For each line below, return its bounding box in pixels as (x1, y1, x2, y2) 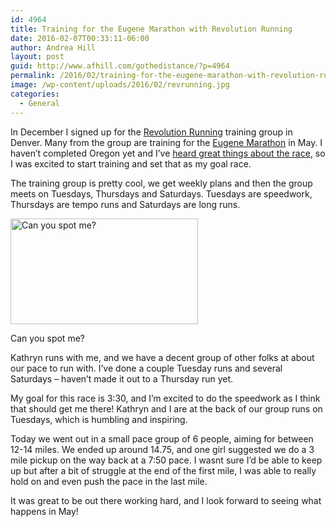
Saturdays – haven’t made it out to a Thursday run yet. (10, 372, 234, 385)
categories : (10, 89, 60, 99)
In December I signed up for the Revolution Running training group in (10, 126, 293, 138)
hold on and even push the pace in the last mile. (10, 475, 208, 487)
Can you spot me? (10, 332, 85, 344)
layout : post (10, 52, 65, 62)
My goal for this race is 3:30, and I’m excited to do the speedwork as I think (10, 392, 321, 404)
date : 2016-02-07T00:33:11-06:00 (10, 33, 150, 43)
